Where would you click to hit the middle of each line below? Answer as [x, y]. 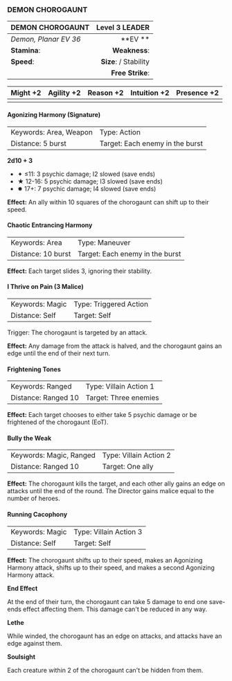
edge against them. [35, 643]
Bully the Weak [29, 438]
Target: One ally [128, 467]
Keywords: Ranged [41, 387]
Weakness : [131, 51]
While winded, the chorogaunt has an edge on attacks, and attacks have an [115, 636]
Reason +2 [106, 93]
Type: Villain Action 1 [120, 387]
